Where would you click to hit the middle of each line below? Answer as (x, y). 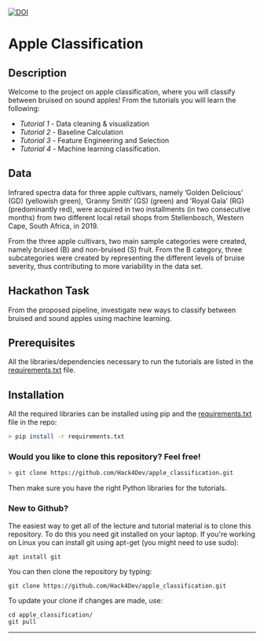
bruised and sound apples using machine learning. (90, 318)
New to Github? (38, 509)
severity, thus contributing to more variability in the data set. (105, 266)
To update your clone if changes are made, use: (86, 600)
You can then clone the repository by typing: (80, 571)
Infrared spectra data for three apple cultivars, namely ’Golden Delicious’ (126, 192)
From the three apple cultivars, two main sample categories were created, (128, 241)
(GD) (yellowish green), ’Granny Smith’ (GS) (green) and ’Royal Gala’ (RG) (126, 201)
